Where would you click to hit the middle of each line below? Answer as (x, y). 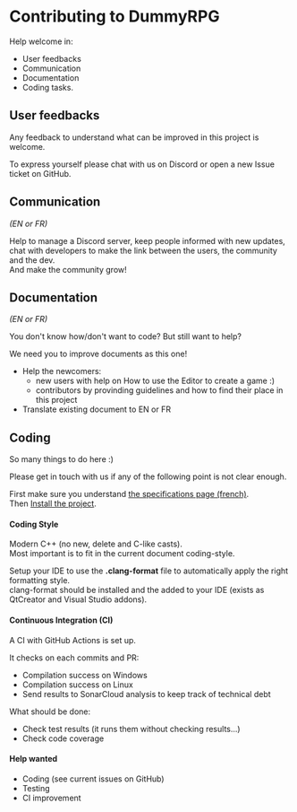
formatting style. (39, 581)
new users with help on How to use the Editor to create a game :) (155, 381)
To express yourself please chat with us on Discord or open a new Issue (142, 164)
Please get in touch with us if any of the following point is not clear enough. (148, 476)
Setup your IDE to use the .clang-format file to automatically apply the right (149, 571)
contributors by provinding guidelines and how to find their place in (159, 390)
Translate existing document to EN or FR (97, 409)
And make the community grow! (68, 269)
